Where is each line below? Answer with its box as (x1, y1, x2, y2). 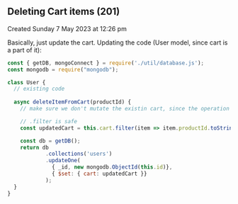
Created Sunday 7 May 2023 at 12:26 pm (7, 24, 127, 33)
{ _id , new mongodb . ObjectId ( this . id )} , (52, 164, 173, 171)
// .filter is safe (20, 118, 78, 125)
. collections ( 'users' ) (45, 150, 113, 158)
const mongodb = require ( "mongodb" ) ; (7, 66, 119, 73)
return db (20, 144, 50, 151)
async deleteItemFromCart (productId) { (13, 98, 132, 106)
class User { (7, 79, 46, 86)
